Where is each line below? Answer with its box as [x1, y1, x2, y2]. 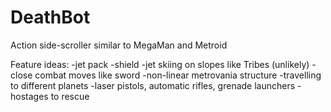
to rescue [50, 90, 90, 102]
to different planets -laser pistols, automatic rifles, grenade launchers [10, 79, 296, 91]
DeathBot [10, 6, 91, 29]
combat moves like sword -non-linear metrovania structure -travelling [34, 69, 322, 81]
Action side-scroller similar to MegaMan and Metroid [10, 39, 228, 51]
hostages [10, 90, 49, 102]
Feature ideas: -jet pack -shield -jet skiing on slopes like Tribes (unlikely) [10, 58, 310, 70]
